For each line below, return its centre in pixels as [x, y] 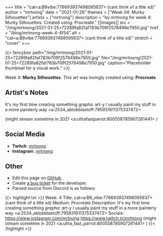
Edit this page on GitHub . [37, 178]
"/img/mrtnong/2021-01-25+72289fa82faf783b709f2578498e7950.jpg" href [82, 28]
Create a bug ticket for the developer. [50, 183]
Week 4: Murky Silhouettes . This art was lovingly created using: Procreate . [81, 77]
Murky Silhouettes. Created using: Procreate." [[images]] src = [68, 22]
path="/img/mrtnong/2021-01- [63, 52]
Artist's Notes [27, 93]
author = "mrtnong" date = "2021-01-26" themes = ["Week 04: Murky [75, 12]
